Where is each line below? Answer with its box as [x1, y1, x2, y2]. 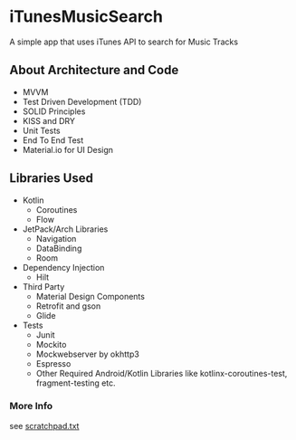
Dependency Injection [22, 262, 105, 273]
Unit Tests [22, 125, 61, 136]
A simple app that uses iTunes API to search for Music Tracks [9, 36, 238, 47]
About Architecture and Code [9, 62, 179, 78]
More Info [9, 400, 53, 413]
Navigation [35, 233, 77, 244]
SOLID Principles [22, 106, 86, 117]
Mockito [35, 339, 67, 349]
